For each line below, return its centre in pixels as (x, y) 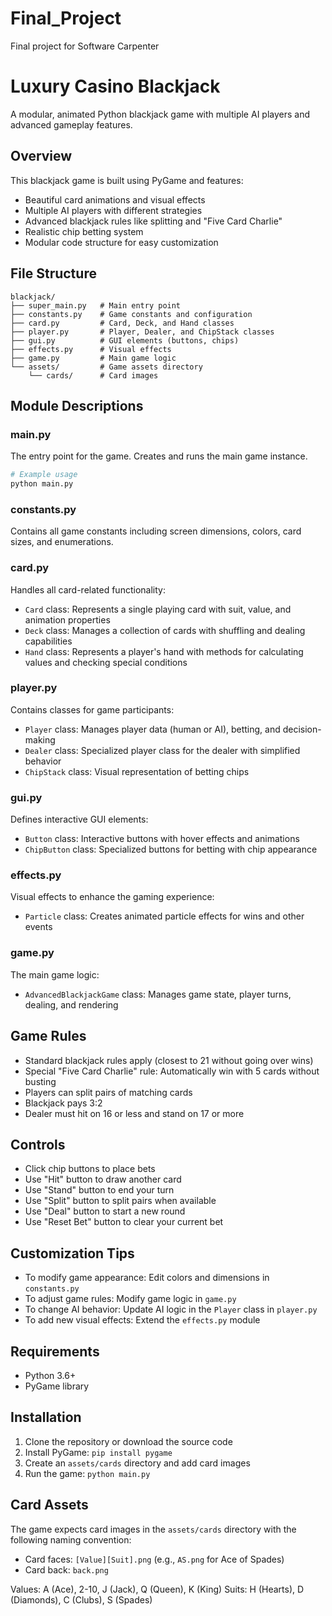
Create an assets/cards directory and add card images (137, 1463)
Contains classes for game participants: (92, 709)
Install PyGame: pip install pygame (98, 1452)
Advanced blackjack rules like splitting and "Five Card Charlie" (153, 221)
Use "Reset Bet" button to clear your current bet (124, 1222)
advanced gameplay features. (71, 124)
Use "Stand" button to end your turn (99, 1190)
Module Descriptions (77, 405)
